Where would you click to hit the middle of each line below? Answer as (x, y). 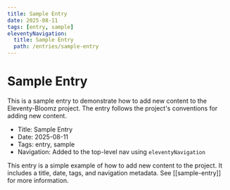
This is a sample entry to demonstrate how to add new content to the (107, 101)
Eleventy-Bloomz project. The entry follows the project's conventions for (113, 108)
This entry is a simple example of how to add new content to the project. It (115, 165)
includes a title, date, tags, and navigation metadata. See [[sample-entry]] (114, 172)
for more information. (38, 180)
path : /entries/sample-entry (56, 46)
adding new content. (37, 115)
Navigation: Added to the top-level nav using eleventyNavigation (111, 151)
